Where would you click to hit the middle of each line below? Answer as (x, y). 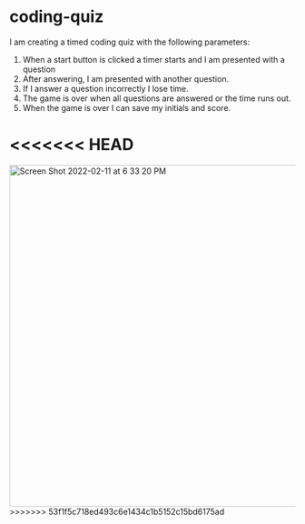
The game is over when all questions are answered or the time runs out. (157, 98)
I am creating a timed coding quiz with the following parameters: (130, 42)
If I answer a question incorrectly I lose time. (105, 88)
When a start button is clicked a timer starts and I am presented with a (154, 59)
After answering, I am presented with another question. (126, 78)
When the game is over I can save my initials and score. (127, 107)
